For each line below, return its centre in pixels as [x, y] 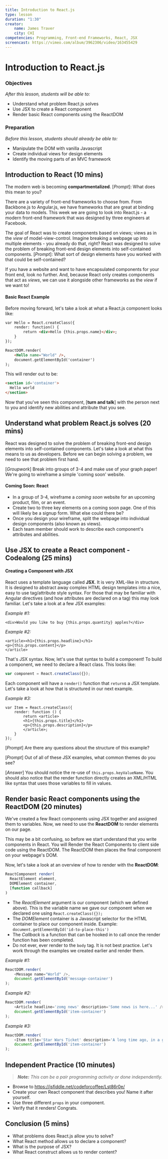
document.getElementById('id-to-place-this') [60, 930]
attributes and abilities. [36, 535]
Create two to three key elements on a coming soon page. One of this [84, 508]
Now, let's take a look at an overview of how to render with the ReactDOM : [82, 865]
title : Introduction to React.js [40, 10]
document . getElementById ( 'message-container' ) [63, 979]
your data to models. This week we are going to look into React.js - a [76, 213]
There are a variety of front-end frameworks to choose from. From [74, 202]
